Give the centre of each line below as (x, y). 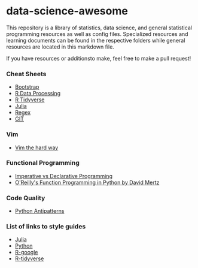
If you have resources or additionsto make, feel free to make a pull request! (99, 58)
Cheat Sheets (26, 74)
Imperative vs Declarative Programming (63, 176)
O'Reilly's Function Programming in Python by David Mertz (87, 182)
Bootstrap (27, 87)
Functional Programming (43, 163)
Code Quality (26, 198)
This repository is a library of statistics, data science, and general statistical (99, 28)
